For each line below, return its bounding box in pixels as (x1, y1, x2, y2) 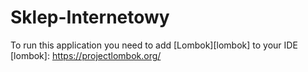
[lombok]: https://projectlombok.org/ (10, 49, 162, 61)
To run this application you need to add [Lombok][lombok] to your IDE (10, 39, 298, 51)
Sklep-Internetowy (10, 6, 170, 29)
